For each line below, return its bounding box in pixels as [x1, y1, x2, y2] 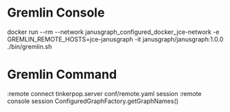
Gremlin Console [7, 5, 105, 21]
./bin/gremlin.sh [7, 42, 52, 50]
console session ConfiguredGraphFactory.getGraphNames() [7, 97, 179, 105]
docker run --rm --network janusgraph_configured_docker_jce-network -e [7, 28, 220, 36]
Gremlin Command [7, 67, 117, 82]
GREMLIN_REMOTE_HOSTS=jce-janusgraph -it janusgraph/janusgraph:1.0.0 [7, 35, 224, 43]
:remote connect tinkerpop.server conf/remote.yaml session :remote [7, 89, 202, 97]
